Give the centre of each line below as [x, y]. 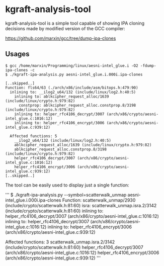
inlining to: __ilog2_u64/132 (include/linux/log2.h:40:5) [73, 92]
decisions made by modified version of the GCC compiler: [65, 28]
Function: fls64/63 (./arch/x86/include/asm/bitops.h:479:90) [72, 87]
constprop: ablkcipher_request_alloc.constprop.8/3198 [77, 105]
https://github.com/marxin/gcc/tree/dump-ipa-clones [61, 38]
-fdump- [148, 66]
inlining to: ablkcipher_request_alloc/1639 [62, 97]
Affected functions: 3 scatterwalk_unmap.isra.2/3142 [60, 242]
